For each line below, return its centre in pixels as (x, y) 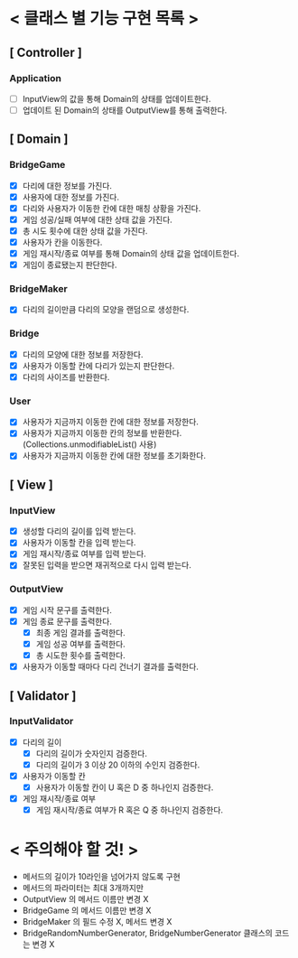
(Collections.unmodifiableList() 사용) (89, 444)
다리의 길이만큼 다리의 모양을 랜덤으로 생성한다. (106, 310)
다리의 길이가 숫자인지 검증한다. (91, 753)
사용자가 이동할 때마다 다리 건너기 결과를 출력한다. (110, 667)
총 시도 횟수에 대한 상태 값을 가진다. (85, 230)
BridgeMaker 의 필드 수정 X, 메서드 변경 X (97, 922)
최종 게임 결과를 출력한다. (81, 632)
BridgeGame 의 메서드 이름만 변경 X (87, 911)
